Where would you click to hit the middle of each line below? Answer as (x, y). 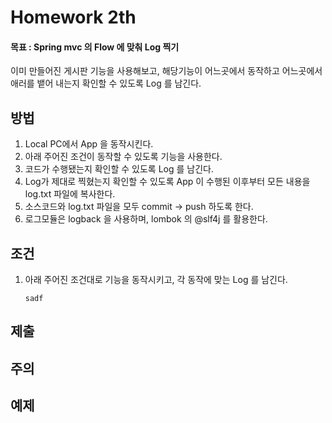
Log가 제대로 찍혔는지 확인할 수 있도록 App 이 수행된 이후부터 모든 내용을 (167, 182)
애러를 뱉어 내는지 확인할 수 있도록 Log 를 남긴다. (106, 83)
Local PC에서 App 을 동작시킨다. (89, 144)
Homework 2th (73, 17)
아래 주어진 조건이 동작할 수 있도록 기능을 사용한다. (123, 157)
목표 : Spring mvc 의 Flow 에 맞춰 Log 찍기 (95, 47)
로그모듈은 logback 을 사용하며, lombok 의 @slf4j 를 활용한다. (146, 219)
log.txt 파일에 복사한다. (70, 194)
